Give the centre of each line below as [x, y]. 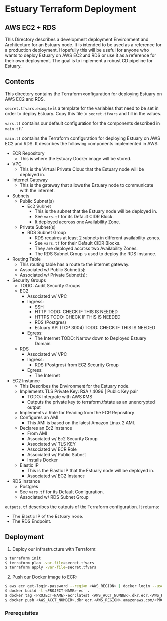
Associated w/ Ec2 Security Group [62, 438]
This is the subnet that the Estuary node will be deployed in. [96, 211]
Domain [42, 343]
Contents [20, 81]
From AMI [37, 433]
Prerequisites [22, 613]
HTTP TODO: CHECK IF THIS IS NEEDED [76, 311]
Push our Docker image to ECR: [44, 577]
